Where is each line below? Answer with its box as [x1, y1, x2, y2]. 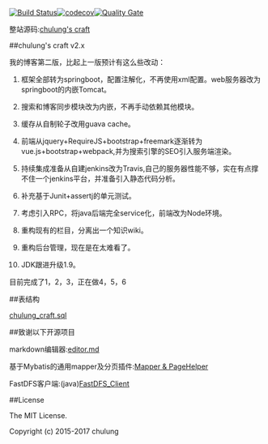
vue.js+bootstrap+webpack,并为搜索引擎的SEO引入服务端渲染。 [20, 147, 236, 156]
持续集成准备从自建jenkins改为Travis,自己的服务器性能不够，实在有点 [20, 164, 252, 173]
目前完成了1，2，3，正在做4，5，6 [9, 277, 126, 287]
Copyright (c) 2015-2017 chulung [9, 426, 120, 436]
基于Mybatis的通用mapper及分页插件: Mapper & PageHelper [9, 361, 209, 371]
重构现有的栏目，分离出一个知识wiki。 [20, 225, 148, 235]
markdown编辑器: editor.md [9, 344, 100, 354]
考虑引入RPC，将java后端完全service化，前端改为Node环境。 [20, 208, 227, 218]
